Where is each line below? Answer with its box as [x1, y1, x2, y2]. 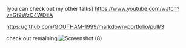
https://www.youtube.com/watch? [95, 5, 180, 12]
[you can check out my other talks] [6, 5, 94, 12]
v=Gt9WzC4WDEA [6, 11, 53, 19]
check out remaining [6, 35, 58, 41]
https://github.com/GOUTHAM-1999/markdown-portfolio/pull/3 [6, 23, 165, 30]
